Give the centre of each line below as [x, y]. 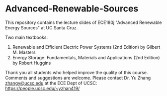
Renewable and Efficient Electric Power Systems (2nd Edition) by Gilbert [86, 47]
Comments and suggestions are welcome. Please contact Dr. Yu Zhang [78, 78]
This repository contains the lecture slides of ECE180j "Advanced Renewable [84, 22]
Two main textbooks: [27, 37]
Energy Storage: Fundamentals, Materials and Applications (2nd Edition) [86, 57]
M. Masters [24, 52]
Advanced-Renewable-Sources [72, 9]
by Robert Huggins [32, 63]
